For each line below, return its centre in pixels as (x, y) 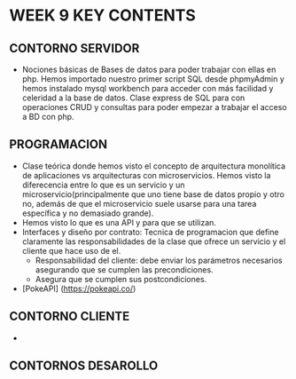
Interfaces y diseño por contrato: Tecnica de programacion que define (150, 232)
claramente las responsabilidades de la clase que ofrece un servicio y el (154, 241)
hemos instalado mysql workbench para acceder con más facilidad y (148, 88)
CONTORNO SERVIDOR (74, 48)
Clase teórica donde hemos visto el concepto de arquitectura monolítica (154, 166)
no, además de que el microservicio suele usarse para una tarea (139, 203)
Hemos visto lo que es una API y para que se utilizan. (119, 222)
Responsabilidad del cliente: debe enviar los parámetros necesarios (159, 260)
